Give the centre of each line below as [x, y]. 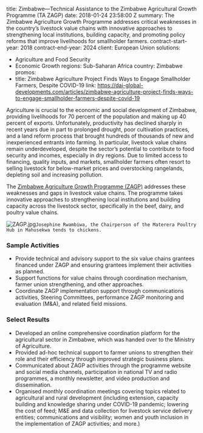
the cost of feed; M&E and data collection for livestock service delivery [104, 410]
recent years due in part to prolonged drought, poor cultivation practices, [98, 129]
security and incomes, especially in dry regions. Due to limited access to [97, 155]
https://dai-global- [120, 85]
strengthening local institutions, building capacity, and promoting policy [96, 35]
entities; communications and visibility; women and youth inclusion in [102, 417]
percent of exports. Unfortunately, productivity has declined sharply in [94, 123]
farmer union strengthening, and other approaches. [79, 284]
